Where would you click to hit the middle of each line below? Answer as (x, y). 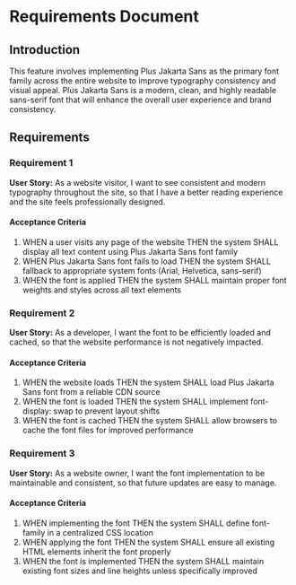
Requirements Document (104, 17)
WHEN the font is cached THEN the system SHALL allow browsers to (150, 421)
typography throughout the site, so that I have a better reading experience (146, 192)
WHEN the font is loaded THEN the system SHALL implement (135, 402)
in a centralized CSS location (100, 532)
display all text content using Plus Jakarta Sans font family (130, 251)
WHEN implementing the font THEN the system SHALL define (136, 523)
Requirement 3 (42, 453)
